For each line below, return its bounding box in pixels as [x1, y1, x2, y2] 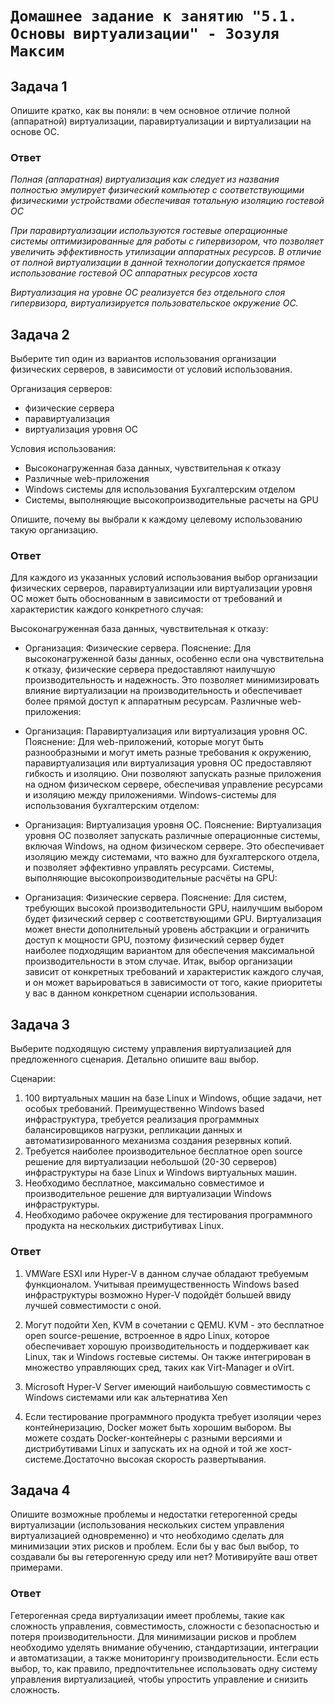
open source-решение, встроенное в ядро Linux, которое [24, 1329, 270, 1341]
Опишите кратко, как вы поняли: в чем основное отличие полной [10, 105, 291, 116]
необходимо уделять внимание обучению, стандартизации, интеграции [10, 1641, 319, 1653]
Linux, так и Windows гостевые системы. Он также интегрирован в [24, 1350, 312, 1362]
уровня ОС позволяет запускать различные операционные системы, [24, 830, 321, 842]
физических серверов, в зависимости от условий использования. [10, 363, 293, 376]
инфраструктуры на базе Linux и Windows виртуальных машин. [24, 1167, 298, 1179]
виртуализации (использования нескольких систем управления [10, 1519, 285, 1531]
